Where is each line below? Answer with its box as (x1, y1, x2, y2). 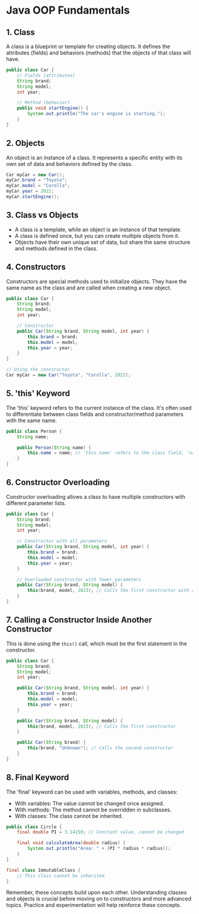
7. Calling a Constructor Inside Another (6, 615, 152, 625)
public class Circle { (6, 824, 62, 830)
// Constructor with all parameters (17, 538, 108, 544)
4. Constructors (6, 262, 66, 272)
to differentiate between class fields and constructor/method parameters (6, 410, 184, 418)
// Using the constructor (6, 367, 70, 372)
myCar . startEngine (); (6, 194, 60, 200)
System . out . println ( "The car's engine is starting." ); (27, 111, 166, 117)
